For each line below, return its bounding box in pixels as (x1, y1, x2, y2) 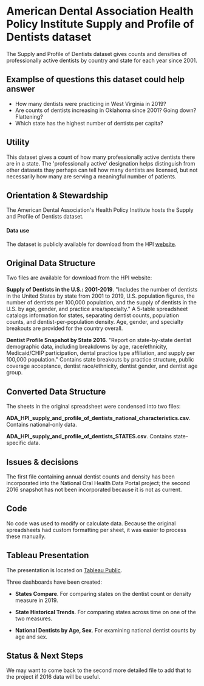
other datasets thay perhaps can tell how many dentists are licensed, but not (6, 166, 198, 173)
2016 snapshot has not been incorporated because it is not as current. (6, 486, 182, 494)
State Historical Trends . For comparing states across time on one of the (15, 608, 196, 615)
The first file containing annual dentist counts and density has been (6, 473, 175, 480)
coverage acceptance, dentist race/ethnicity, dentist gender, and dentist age (6, 362, 198, 369)
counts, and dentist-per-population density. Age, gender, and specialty (6, 318, 184, 326)
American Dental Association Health (6, 4, 194, 18)
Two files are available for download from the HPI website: (6, 274, 152, 281)
